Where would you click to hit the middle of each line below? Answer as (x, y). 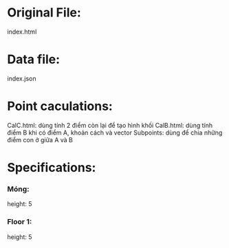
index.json (22, 78)
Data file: (34, 59)
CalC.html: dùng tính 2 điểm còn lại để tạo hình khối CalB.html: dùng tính (110, 125)
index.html (22, 32)
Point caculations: (60, 106)
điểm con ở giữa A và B (40, 139)
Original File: (44, 13)
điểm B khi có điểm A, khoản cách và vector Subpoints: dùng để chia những (115, 133)
